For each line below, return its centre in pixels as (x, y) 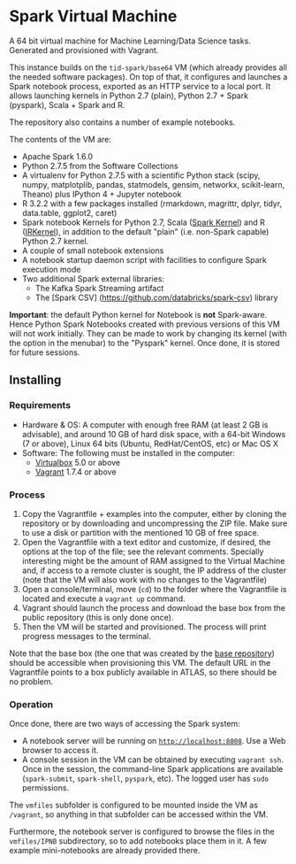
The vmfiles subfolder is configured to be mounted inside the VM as (134, 805)
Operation (31, 704)
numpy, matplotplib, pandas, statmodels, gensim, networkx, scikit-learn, (153, 184)
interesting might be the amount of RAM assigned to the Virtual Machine (153, 560)
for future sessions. (45, 352)
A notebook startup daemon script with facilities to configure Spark (144, 259)
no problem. (31, 681)
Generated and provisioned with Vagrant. (84, 50)
